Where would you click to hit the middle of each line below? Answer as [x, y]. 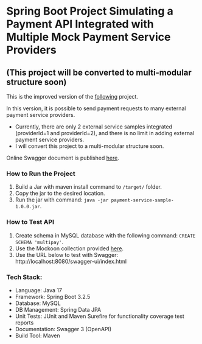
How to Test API [30, 222]
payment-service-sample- [143, 200]
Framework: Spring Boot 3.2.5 [53, 297]
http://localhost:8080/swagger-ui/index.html [71, 261]
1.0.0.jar [28, 207]
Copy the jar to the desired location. [60, 194]
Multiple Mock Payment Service [89, 37]
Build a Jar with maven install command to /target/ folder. [89, 187]
